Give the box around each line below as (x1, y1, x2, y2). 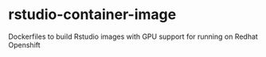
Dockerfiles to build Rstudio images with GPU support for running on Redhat (8, 32, 259, 41)
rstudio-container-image (8, 6, 177, 24)
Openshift (8, 40, 41, 49)
